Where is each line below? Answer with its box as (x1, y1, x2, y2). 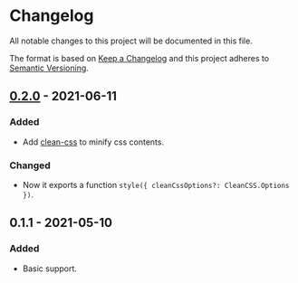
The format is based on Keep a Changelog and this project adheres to (9, 52, 270, 63)
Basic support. (22, 263, 77, 274)
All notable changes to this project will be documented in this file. (9, 35, 254, 46)
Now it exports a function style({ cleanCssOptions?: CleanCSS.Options (22, 179, 290, 190)
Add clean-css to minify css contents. (22, 137, 165, 147)
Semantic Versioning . (9, 62, 89, 73)
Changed (9, 159, 52, 172)
